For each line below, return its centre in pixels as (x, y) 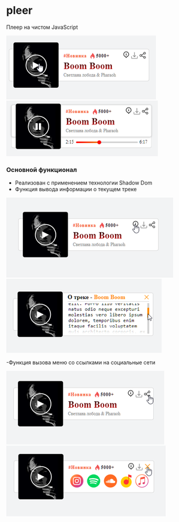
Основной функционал (42, 170)
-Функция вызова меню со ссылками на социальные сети (81, 363)
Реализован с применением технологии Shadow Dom (84, 183)
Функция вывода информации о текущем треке (76, 189)
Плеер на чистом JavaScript (42, 27)
